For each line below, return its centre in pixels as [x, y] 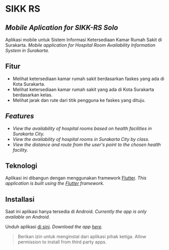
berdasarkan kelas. [32, 95]
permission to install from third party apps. [62, 242]
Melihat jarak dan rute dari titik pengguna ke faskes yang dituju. [79, 100]
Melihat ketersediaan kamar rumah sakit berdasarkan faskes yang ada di [88, 79]
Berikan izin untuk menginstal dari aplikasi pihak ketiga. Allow [82, 237]
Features [20, 116]
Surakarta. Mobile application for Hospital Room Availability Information [80, 45]
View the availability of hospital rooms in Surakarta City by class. [81, 139]
